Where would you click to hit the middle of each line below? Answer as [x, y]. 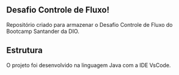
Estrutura [25, 50]
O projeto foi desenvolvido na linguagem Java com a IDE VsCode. [89, 65]
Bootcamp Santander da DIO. [43, 31]
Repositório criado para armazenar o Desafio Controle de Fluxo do [89, 24]
